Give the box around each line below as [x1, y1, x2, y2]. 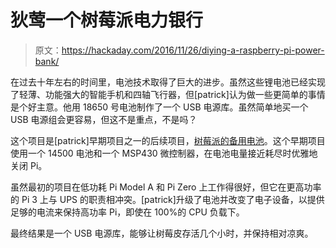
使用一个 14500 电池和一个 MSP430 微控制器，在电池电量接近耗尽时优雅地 [10, 147, 318, 159]
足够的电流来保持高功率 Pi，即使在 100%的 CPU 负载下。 [10, 206, 245, 218]
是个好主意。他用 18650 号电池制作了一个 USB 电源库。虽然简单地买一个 [10, 101, 309, 113]
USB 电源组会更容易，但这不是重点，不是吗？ [10, 113, 198, 125]
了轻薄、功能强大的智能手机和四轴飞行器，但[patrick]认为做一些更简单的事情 [10, 88, 326, 100]
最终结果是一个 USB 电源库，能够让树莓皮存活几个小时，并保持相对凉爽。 [10, 227, 314, 239]
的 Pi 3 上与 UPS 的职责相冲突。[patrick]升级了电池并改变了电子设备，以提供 [10, 193, 325, 205]
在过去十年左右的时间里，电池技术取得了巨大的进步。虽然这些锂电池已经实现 [10, 76, 326, 88]
